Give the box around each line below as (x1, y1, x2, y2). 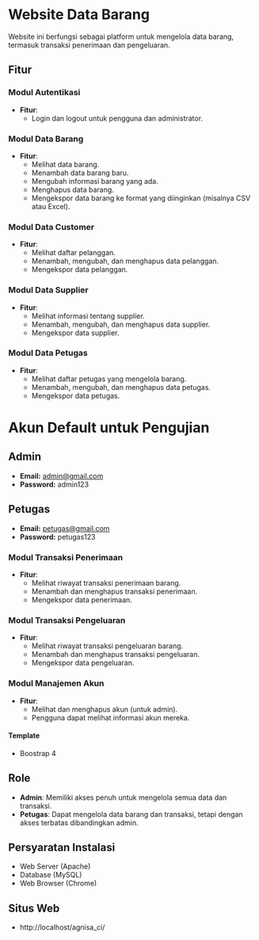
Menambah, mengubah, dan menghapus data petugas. (31, 382, 211, 392)
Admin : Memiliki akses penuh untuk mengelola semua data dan (19, 793, 227, 802)
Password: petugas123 (19, 532, 96, 541)
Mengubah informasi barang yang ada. (31, 176, 158, 185)
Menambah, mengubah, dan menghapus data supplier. (31, 319, 211, 329)
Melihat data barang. (31, 159, 100, 169)
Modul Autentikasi (8, 87, 81, 98)
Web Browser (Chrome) (19, 878, 97, 888)
